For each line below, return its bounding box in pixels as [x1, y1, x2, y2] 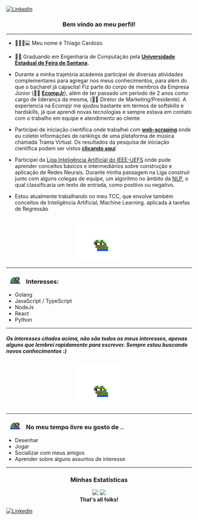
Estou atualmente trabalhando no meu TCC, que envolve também [14, 193, 174, 200]
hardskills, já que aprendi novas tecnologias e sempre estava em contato [14, 108, 192, 116]
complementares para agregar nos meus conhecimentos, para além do [14, 77, 187, 84]
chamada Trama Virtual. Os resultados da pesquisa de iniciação [14, 139, 170, 146]
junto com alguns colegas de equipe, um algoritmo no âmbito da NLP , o [14, 175, 189, 182]
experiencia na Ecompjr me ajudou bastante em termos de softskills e [14, 102, 184, 109]
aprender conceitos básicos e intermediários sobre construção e [14, 163, 172, 170]
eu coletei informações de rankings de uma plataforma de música [14, 133, 174, 140]
